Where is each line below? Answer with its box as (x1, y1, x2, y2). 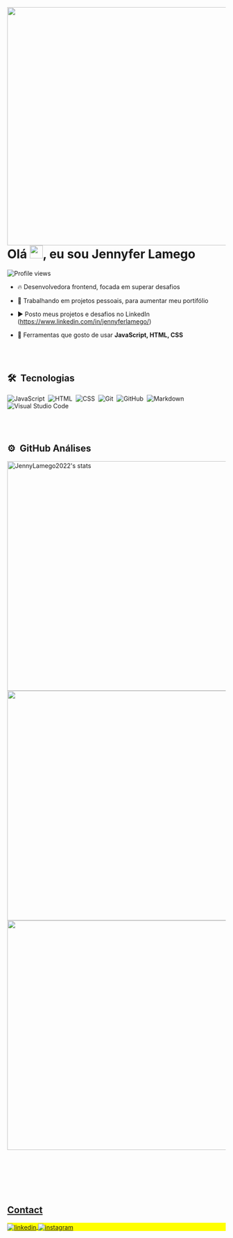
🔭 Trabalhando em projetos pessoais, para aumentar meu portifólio (17, 296, 209, 304)
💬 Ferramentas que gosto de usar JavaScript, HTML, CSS (17, 331, 184, 339)
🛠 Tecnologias (7, 372, 75, 384)
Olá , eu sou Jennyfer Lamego (7, 246, 196, 262)
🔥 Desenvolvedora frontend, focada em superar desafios (17, 282, 180, 290)
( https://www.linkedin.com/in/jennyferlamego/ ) (17, 317, 152, 325)
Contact (7, 1204, 43, 1216)
